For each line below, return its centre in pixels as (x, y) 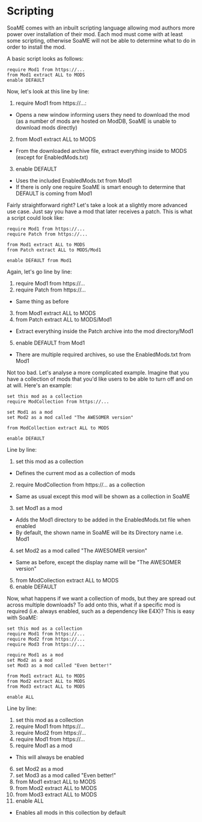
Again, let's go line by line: (39, 272)
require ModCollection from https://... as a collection (80, 484)
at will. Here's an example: (39, 385)
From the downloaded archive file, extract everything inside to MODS (101, 151)
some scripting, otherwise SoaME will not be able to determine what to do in (101, 40)
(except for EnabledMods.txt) (52, 157)
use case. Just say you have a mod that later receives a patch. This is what (100, 211)
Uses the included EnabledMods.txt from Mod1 (74, 180)
